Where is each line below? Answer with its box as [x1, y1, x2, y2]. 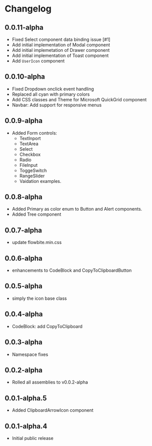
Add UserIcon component [12, 58, 65, 63]
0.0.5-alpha [5, 282, 43, 290]
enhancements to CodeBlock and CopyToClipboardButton [12, 268, 132, 274]
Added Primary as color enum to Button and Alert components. [12, 206, 142, 212]
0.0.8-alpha [5, 193, 43, 202]
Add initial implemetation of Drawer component [12, 47, 110, 53]
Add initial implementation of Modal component [12, 42, 110, 48]
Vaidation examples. [19, 178, 61, 184]
